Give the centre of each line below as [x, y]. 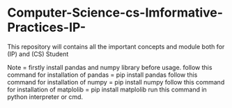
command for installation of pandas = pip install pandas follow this [102, 75]
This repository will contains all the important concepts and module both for [116, 46]
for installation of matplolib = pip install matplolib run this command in [107, 89]
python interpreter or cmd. [45, 97]
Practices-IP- [47, 27]
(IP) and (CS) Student [38, 54]
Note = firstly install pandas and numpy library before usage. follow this [110, 67]
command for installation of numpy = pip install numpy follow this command [116, 82]
